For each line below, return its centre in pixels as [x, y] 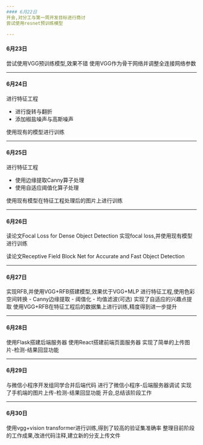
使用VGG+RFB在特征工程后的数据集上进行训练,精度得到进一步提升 [95, 307]
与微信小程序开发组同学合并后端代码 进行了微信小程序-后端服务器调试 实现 [99, 385]
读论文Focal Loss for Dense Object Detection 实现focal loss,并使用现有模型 [99, 236]
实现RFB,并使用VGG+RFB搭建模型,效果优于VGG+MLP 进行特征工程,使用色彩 [101, 292]
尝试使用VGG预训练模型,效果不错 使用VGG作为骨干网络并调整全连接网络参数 [101, 63]
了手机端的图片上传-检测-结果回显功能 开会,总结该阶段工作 [79, 392]
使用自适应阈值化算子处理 [47, 187]
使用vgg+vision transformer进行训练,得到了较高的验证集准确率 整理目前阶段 [101, 428]
